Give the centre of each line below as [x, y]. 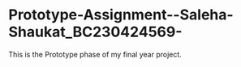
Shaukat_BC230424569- [95, 32]
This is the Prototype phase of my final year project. [95, 54]
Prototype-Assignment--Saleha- [121, 15]
